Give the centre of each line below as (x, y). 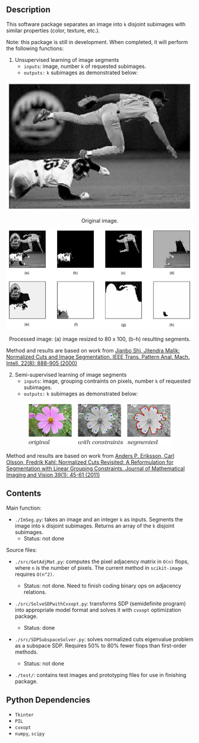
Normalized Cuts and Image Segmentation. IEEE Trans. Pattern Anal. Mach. (98, 357)
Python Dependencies (48, 700)
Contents (24, 494)
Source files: (22, 550)
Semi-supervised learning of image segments (71, 375)
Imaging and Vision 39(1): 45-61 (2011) (53, 475)
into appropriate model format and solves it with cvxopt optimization (98, 610)
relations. (35, 592)
